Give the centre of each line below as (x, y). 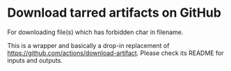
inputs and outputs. (35, 60)
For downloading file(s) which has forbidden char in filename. (95, 32)
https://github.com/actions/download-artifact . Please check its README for (115, 53)
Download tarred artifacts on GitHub (114, 13)
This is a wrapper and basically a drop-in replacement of (88, 45)
